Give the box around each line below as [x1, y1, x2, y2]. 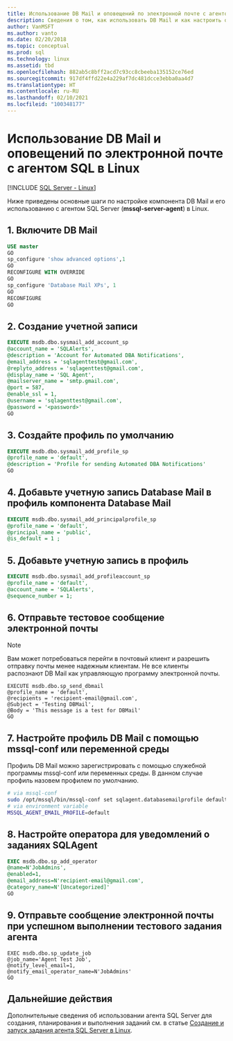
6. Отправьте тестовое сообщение [7, 612, 165, 624]
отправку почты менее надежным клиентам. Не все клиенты [7, 662, 189, 671]
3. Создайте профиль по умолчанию [7, 430, 175, 441]
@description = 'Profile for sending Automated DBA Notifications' [7, 461, 207, 468]
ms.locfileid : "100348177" [7, 101, 85, 108]
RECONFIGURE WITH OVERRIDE [7, 269, 85, 276]
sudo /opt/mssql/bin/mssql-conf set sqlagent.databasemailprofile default [7, 797, 228, 804]
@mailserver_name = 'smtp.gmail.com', [7, 377, 119, 385]
